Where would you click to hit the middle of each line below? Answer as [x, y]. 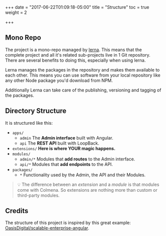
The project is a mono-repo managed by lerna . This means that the [74, 50]
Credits [17, 211]
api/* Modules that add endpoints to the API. [66, 164]
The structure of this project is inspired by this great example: [68, 223]
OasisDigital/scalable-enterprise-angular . [47, 228]
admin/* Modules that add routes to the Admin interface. [77, 159]
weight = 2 [16, 12]
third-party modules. [38, 195]
